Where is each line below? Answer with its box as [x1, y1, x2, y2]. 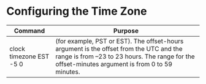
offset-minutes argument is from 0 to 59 [55, 59, 173, 68]
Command [13, 26, 45, 35]
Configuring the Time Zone [6, 4, 147, 18]
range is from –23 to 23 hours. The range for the [55, 52, 195, 61]
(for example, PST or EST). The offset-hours [55, 37, 184, 45]
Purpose [113, 26, 139, 35]
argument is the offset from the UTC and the [55, 44, 183, 53]
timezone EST [9, 52, 50, 61]
